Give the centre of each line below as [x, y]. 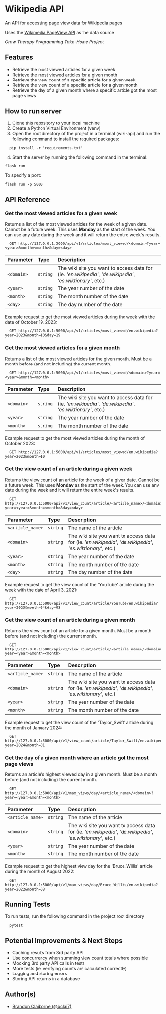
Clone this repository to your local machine [56, 123]
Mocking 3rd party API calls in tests [48, 963]
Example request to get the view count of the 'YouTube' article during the [80, 584]
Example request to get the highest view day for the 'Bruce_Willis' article [79, 866]
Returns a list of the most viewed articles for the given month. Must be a [79, 359]
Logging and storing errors [40, 973]
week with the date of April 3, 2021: [41, 590]
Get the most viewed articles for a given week [61, 213]
